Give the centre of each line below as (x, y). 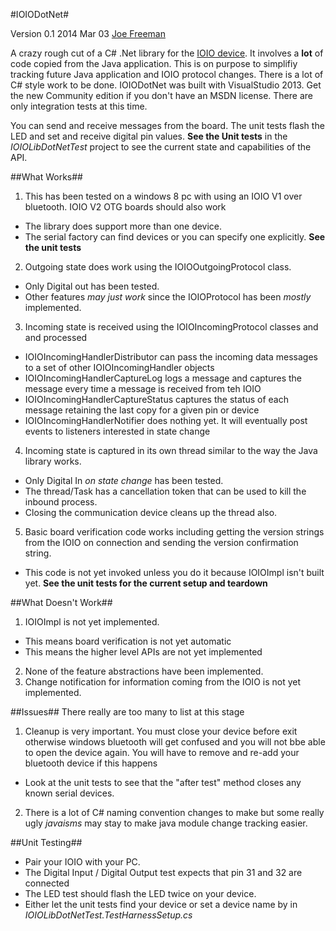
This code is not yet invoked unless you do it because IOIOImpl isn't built (174, 572)
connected (47, 883)
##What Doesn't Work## (61, 602)
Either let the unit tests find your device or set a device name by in (161, 904)
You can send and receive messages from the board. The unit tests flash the (167, 125)
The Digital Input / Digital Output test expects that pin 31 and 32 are (163, 872)
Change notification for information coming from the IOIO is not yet (163, 682)
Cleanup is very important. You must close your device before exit (161, 731)
